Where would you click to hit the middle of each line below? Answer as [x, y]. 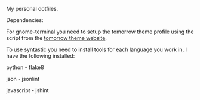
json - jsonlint [23, 79]
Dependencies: [25, 20]
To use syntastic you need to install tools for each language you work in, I [96, 49]
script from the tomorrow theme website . [57, 38]
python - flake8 [25, 67]
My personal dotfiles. [32, 9]
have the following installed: [41, 56]
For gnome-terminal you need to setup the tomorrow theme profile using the [100, 32]
